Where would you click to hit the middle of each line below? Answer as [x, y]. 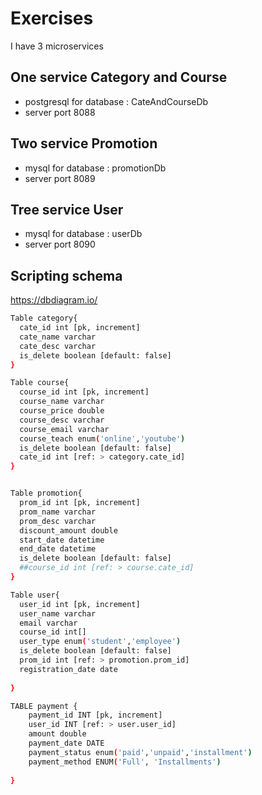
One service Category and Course [119, 77]
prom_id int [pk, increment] [80, 503]
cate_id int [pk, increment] [80, 328]
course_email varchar [64, 429]
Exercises [52, 18]
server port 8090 [60, 244]
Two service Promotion [84, 143]
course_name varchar [62, 402]
